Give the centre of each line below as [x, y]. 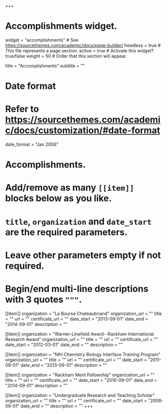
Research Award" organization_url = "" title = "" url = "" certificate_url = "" [82, 339]
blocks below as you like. [58, 198]
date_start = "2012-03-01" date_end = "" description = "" [64, 345]
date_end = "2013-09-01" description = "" [64, 365]
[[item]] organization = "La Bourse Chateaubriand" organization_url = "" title [83, 313]
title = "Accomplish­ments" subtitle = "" [45, 65]
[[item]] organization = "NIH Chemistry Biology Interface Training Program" [83, 354]
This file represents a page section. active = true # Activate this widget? [79, 50]
